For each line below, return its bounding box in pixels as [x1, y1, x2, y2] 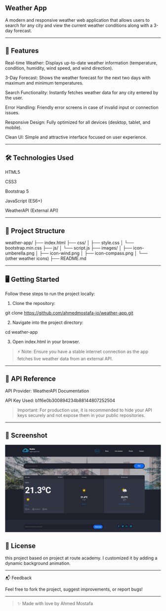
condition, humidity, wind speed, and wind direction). [5, 65, 114, 71]
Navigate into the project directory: [12, 319, 84, 326]
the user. [5, 95, 23, 101]
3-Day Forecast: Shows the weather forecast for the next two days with [5, 74, 151, 81]
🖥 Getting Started [5, 275, 60, 284]
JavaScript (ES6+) [5, 198, 42, 204]
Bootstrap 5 [5, 188, 29, 195]
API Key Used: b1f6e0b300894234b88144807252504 [5, 397, 115, 403]
